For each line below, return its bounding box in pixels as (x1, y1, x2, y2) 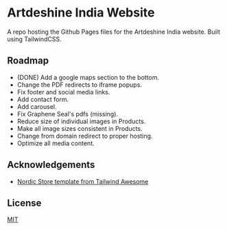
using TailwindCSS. (7, 34, 62, 43)
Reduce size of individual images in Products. (16, 117, 146, 125)
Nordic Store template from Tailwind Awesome (16, 177, 149, 185)
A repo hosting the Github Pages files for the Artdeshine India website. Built (7, 28, 221, 36)
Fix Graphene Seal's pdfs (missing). (16, 109, 119, 118)
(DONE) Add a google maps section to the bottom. (16, 73, 160, 81)
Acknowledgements (7, 159, 95, 171)
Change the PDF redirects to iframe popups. (16, 81, 143, 89)
